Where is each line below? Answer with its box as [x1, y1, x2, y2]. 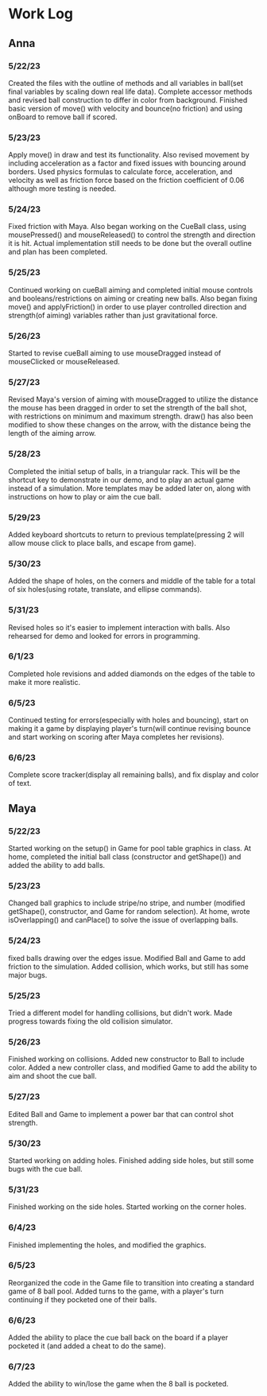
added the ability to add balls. [8, 861, 106, 870]
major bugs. [8, 970, 48, 979]
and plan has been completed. [8, 247, 108, 257]
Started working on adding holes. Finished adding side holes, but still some [8, 1155, 254, 1165]
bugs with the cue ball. [8, 1164, 83, 1173]
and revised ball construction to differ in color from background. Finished [8, 95, 248, 104]
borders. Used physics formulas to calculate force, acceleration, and [8, 167, 233, 177]
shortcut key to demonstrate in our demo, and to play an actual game [8, 475, 234, 484]
